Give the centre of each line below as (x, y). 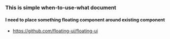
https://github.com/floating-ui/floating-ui (55, 31)
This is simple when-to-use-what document (61, 8)
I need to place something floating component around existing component (85, 20)
